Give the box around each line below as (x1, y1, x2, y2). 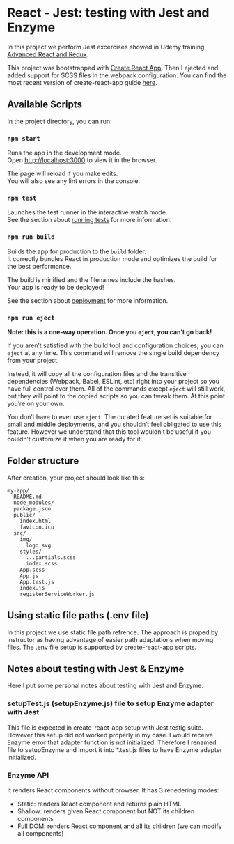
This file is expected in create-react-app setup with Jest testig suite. (7, 723, 203, 732)
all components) (17, 829, 64, 837)
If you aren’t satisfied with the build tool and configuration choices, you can (7, 341, 224, 350)
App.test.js (19, 578, 54, 586)
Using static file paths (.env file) (7, 609, 149, 621)
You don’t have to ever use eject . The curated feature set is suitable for (7, 412, 212, 421)
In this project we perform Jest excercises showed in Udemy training (7, 42, 205, 51)
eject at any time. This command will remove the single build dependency (7, 348, 220, 357)
